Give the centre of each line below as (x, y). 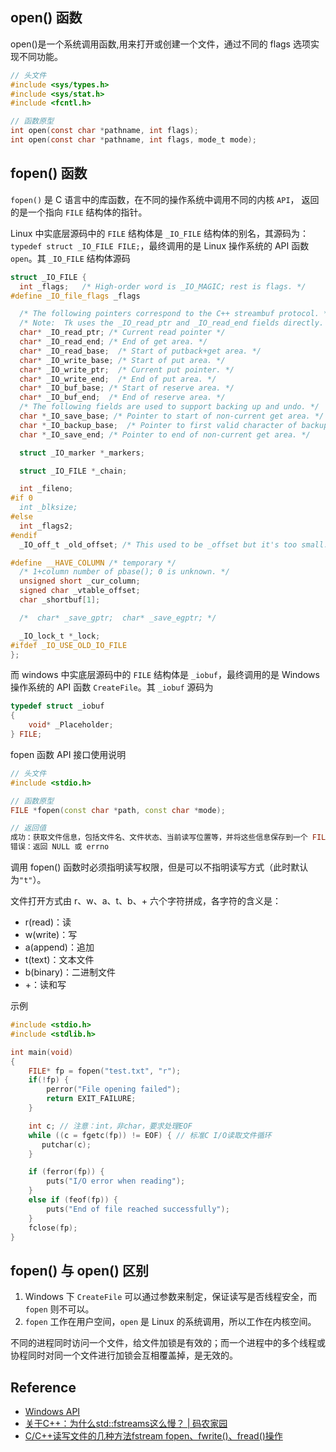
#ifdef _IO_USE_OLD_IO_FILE (69, 645)
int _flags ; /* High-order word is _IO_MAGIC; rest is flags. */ (163, 286)
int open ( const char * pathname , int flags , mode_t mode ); (133, 140)
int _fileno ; (46, 489)
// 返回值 (28, 828)
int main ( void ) (42, 1052)
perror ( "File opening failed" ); (114, 1089)
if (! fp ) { (49, 1080)
